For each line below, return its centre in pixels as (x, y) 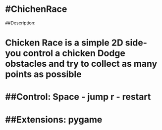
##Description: (20, 23)
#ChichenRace (36, 9)
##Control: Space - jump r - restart (78, 97)
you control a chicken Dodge (65, 53)
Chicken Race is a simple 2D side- (76, 43)
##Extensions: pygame (54, 119)
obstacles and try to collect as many (81, 64)
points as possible (43, 74)
